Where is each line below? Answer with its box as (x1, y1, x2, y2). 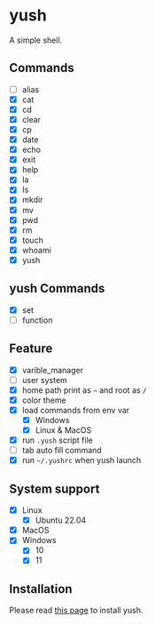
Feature (9, 341, 53, 356)
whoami (21, 244, 51, 255)
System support (9, 481, 100, 496)
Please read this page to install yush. (9, 605, 143, 616)
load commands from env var (21, 404, 130, 415)
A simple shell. (9, 35, 63, 45)
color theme (21, 395, 66, 405)
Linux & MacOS (35, 425, 92, 436)
